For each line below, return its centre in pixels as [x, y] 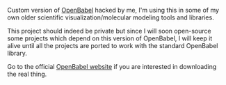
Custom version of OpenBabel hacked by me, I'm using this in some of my [113, 10]
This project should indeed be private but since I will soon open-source [109, 31]
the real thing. [27, 74]
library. [17, 53]
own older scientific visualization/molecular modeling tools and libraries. [111, 17]
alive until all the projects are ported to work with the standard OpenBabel [113, 46]
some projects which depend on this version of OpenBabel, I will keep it [110, 38]
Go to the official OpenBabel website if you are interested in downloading [112, 67]
